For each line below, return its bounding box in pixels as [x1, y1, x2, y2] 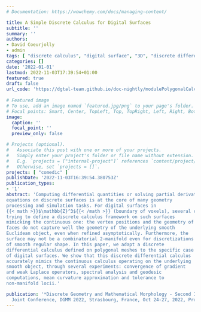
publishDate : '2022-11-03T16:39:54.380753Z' [6, 175, 119, 181]
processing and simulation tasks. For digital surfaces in [6, 203, 157, 209]
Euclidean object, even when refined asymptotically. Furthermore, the [6, 231, 188, 237]
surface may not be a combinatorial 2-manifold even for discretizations [6, 236, 194, 242]
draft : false [6, 81, 39, 87]
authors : [6, 36, 28, 42]
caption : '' [11, 120, 42, 126]
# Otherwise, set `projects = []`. [6, 164, 100, 170]
